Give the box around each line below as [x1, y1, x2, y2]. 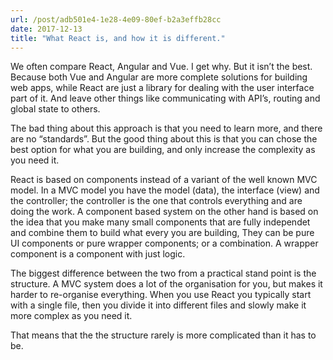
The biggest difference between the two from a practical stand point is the [10, 267, 317, 280]
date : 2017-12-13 [10, 24, 83, 34]
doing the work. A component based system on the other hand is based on [10, 206, 319, 218]
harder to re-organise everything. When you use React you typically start [10, 289, 312, 301]
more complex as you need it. [10, 310, 133, 322]
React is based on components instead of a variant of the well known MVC [10, 174, 318, 186]
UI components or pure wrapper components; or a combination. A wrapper [10, 237, 319, 250]
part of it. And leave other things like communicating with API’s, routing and [10, 92, 321, 105]
